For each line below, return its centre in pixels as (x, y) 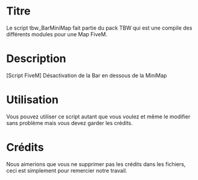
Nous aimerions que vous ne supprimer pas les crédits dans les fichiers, (96, 164)
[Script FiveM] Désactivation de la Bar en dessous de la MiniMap (87, 75)
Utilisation (32, 100)
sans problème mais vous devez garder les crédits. (69, 123)
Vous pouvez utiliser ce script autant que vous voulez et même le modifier (98, 117)
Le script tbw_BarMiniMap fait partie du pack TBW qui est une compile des (99, 28)
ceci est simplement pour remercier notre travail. (67, 170)
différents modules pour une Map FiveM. (57, 34)
